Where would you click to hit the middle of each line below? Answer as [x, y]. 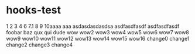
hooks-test [34, 10]
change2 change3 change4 [40, 45]
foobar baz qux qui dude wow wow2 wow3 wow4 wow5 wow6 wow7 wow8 [97, 32]
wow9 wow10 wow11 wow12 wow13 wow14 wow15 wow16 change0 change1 [98, 38]
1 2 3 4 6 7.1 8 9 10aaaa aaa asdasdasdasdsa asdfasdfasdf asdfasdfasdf [93, 26]
